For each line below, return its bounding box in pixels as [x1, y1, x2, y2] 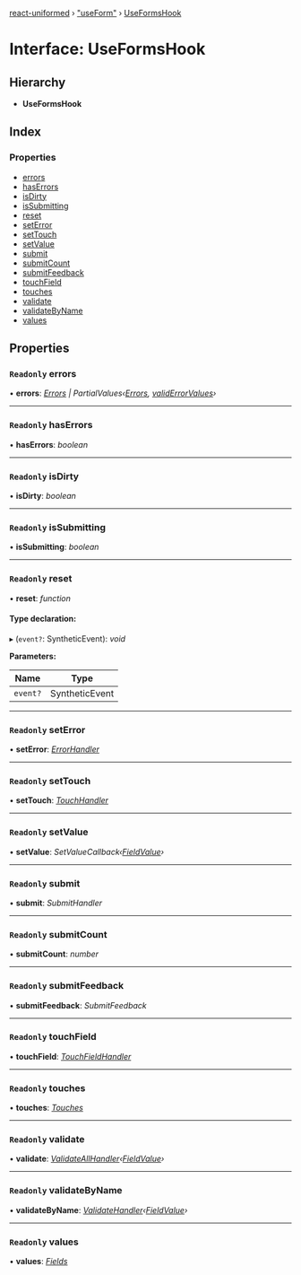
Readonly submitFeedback [9, 980, 124, 992]
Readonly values [9, 1236, 79, 1248]
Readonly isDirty [9, 470, 79, 483]
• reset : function [9, 592, 72, 604]
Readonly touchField [9, 1031, 97, 1044]
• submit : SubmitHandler [9, 897, 103, 908]
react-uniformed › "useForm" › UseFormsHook [9, 8, 182, 18]
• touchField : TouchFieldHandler [9, 1051, 132, 1061]
